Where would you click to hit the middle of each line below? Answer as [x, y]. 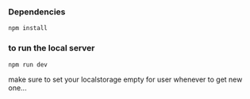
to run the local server [52, 48]
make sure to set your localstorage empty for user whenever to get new [125, 79]
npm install [28, 29]
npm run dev [28, 65]
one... [17, 88]
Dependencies [37, 12]
